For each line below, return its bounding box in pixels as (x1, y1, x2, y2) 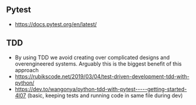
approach (14, 66, 39, 73)
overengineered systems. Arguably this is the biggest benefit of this (14, 60, 182, 67)
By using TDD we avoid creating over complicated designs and (14, 54, 170, 61)
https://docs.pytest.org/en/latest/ (14, 20, 97, 27)
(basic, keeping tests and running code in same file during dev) (27, 92, 183, 99)
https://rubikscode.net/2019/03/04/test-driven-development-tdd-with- (14, 73, 190, 80)
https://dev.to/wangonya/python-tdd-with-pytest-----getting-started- (14, 85, 187, 92)
